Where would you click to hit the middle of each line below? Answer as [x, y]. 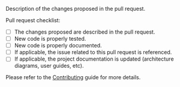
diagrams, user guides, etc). [49, 66]
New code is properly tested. [50, 39]
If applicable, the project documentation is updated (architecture [94, 59]
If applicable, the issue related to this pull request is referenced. [93, 52]
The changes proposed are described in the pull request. [85, 32]
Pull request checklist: [33, 20]
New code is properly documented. [58, 46]
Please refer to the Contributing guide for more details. [73, 77]
